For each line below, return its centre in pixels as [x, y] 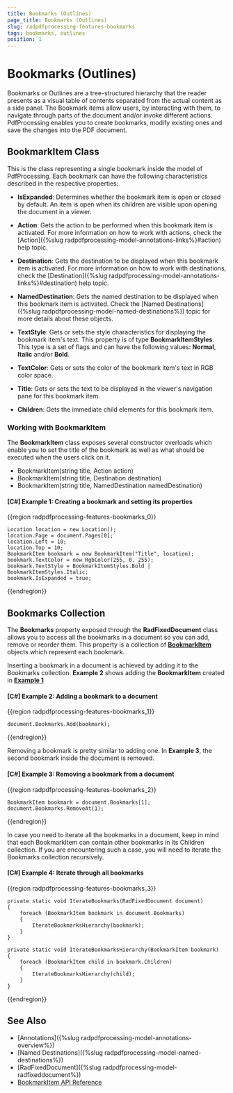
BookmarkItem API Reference [59, 1082]
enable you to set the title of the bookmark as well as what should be [106, 450]
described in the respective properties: [63, 183]
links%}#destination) [47, 283]
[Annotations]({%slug [48, 1037]
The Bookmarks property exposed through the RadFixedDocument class [113, 630]
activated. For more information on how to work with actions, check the [120, 232]
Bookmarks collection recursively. [56, 857]
